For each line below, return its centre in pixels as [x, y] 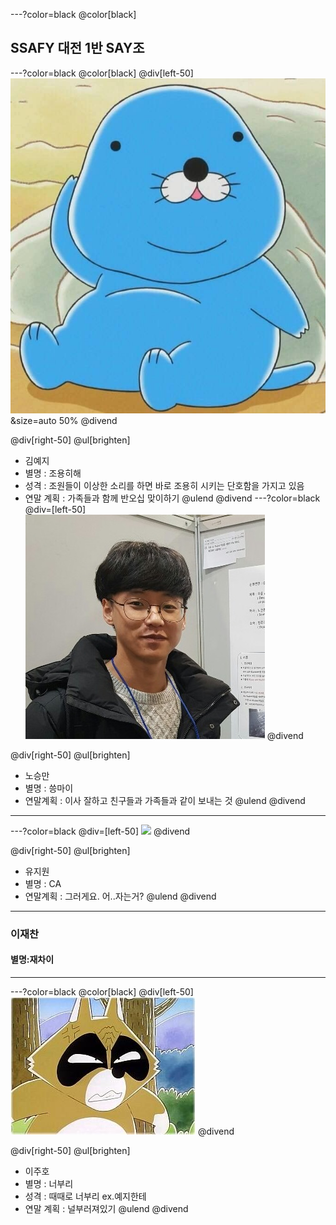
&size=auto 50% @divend [64, 420]
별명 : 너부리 [49, 1183]
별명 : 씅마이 [49, 788]
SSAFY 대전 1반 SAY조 [77, 48]
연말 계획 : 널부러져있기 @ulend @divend [106, 1208]
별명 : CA [43, 883]
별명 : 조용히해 [53, 473]
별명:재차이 [32, 960]
